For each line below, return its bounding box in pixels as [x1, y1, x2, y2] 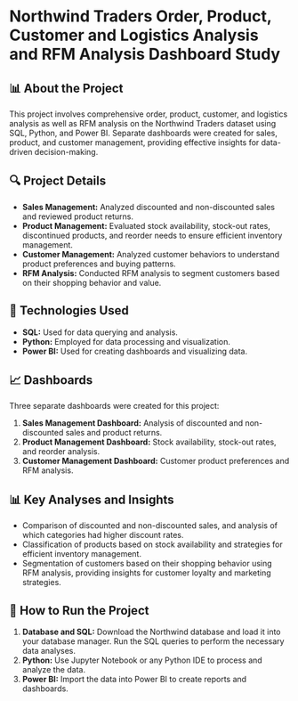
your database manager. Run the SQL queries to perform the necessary [21, 636, 285, 647]
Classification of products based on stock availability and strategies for [21, 539, 283, 550]
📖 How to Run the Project [9, 603, 149, 618]
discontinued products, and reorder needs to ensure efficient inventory [21, 230, 283, 240]
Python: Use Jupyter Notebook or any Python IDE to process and [21, 655, 262, 665]
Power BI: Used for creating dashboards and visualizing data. [21, 346, 247, 356]
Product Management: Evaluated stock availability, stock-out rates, [21, 220, 271, 231]
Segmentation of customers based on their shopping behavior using [21, 558, 273, 569]
